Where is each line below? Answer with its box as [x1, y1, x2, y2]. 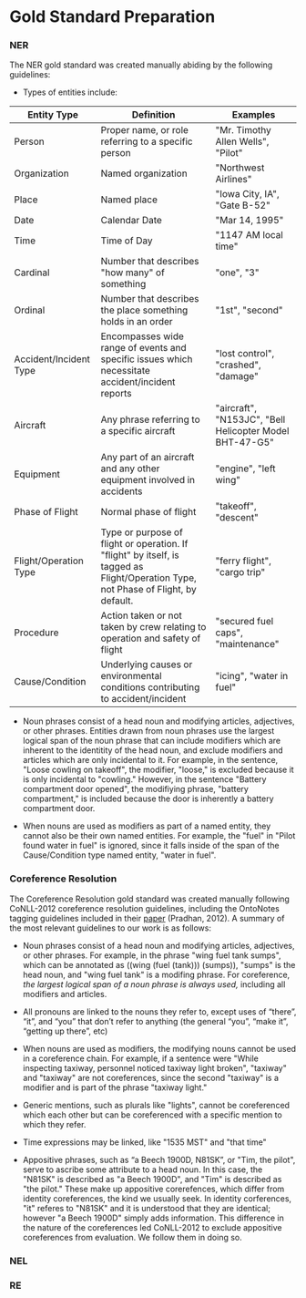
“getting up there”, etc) [22, 1025, 108, 1036]
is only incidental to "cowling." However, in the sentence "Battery [22, 774, 267, 785]
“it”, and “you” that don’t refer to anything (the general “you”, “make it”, [22, 1015, 289, 1026]
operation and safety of [100, 632, 201, 644]
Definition [131, 108, 176, 121]
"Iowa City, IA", [215, 188, 280, 201]
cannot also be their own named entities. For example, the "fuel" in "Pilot [22, 830, 296, 841]
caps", [215, 626, 244, 639]
